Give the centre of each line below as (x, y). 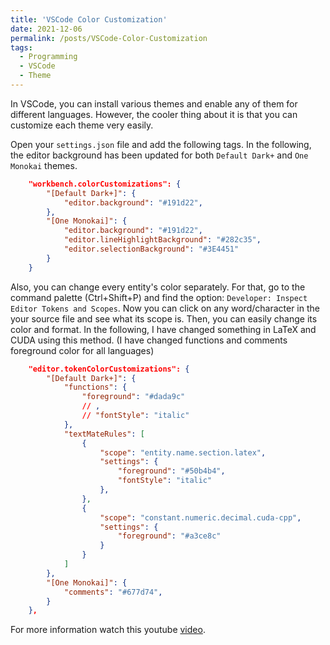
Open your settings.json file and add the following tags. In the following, (161, 144)
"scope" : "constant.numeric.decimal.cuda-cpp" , (200, 517)
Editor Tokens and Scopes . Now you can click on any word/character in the (165, 308)
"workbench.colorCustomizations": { (105, 184)
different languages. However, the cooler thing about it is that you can (154, 114)
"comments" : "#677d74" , (113, 592)
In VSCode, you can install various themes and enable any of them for (154, 103)
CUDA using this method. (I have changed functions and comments (149, 340)
